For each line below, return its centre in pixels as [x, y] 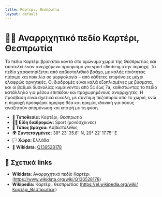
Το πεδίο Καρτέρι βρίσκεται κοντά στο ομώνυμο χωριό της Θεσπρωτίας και [81, 61]
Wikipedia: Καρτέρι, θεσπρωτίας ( [46, 184]
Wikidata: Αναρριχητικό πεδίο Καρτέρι [51, 174]
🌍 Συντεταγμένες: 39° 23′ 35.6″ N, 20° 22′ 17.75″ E [65, 133]
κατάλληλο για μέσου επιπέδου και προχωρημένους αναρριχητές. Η [74, 92]
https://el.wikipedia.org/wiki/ [110, 184]
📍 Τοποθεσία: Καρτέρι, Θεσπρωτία [47, 117]
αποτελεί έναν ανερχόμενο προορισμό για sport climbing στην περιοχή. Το [81, 67]
